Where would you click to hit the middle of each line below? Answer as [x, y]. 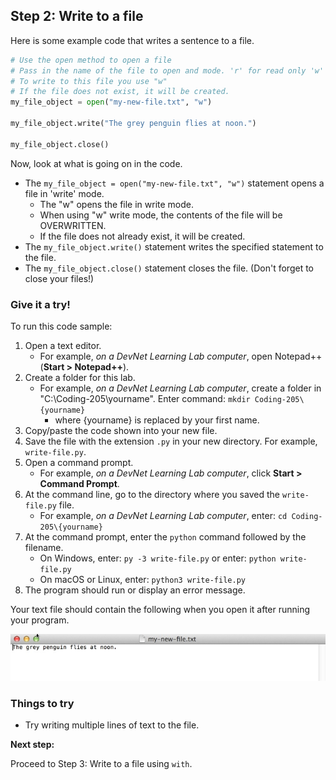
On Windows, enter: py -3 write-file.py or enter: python [158, 558]
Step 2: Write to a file [77, 16]
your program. [40, 620]
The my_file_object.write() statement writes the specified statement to [174, 246]
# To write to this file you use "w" [89, 81]
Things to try [42, 703]
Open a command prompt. [79, 462]
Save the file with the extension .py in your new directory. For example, [171, 441]
